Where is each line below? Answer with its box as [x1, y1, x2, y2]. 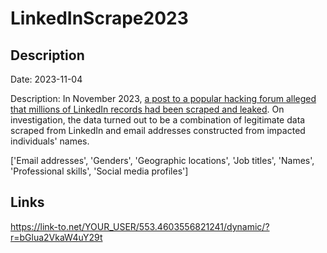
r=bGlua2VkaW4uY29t [10, 231, 103, 243]
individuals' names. [10, 135, 90, 147]
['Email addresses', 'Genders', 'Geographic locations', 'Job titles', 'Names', [10, 155, 315, 166]
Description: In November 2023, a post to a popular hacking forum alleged [10, 93, 317, 104]
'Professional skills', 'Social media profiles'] [10, 165, 189, 177]
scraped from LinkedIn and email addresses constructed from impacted [10, 125, 306, 136]
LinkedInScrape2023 [10, 7, 189, 30]
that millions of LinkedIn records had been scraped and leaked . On [10, 103, 285, 115]
